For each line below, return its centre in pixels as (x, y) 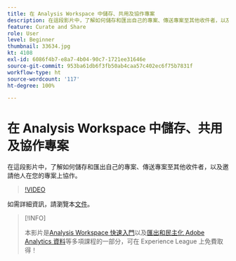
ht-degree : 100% (31, 86)
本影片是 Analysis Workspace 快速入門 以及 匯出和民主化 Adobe (114, 233)
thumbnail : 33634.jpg (39, 46)
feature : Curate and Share (47, 27)
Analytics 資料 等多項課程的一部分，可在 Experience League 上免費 (121, 241)
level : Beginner (31, 40)
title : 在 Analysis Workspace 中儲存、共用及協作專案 (81, 14)
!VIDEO (35, 189)
